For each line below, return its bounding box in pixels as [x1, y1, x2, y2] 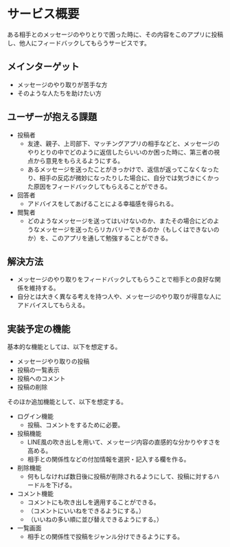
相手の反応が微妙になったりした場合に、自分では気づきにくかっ [39, 173, 220, 182]
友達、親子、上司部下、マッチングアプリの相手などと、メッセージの [27, 139, 220, 148]
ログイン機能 [16, 412, 54, 421]
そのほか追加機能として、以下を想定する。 [7, 398, 127, 406]
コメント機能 [16, 489, 54, 498]
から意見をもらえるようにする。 [33, 156, 124, 165]
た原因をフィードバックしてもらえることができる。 [27, 182, 172, 190]
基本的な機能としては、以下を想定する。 [7, 343, 122, 351]
